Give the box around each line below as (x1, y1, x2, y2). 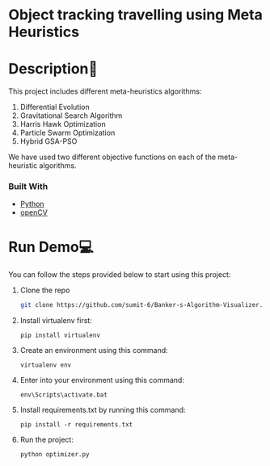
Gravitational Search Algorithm (19, 111, 123, 120)
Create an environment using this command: (19, 346, 168, 355)
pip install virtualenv (19, 331, 101, 340)
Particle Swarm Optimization (19, 128, 116, 138)
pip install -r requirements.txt (19, 421, 133, 429)
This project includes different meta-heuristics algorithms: (8, 86, 202, 96)
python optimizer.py (19, 451, 90, 459)
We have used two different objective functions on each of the (8, 152, 217, 162)
